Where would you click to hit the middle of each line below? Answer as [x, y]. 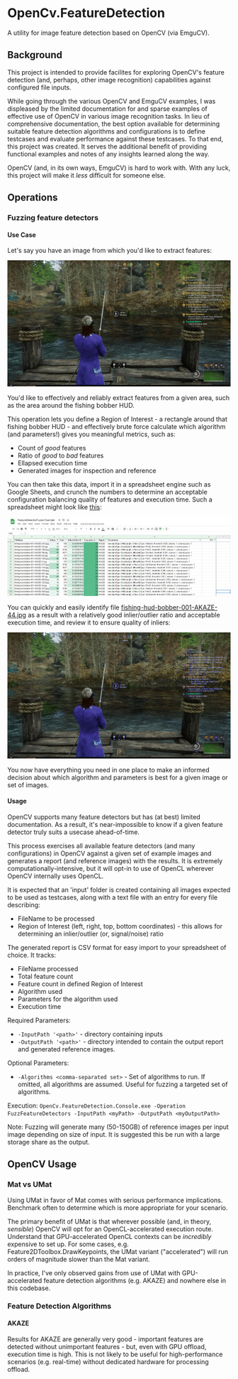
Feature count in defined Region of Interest [80, 984]
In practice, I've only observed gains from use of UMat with [94, 1272]
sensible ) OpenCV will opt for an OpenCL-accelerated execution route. [110, 1229]
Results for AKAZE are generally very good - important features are [106, 1339]
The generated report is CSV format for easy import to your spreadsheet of [117, 947]
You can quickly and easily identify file [63, 607]
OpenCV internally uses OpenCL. [56, 876]
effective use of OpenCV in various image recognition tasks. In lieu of [109, 116]
